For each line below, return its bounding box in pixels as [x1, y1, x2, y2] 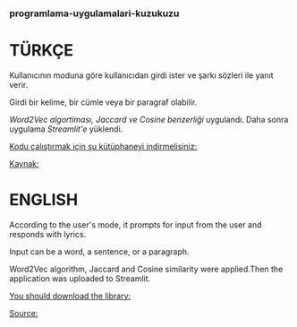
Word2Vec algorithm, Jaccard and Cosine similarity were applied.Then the [9, 263, 284, 274]
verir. [9, 79, 29, 90]
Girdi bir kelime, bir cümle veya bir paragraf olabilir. [9, 97, 198, 108]
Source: [9, 307, 38, 318]
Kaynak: [9, 158, 39, 168]
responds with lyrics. [9, 228, 87, 239]
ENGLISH [9, 190, 79, 211]
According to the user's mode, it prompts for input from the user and [9, 219, 262, 230]
